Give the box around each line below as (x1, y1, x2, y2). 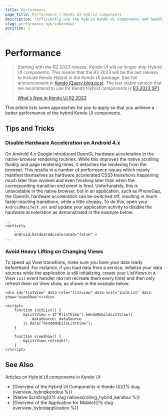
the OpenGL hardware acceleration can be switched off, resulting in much (5, 193, 157, 199)
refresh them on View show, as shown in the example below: (5, 280, 130, 286)
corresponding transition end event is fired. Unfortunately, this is (5, 182, 138, 188)
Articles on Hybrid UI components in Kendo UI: (5, 373, 101, 380)
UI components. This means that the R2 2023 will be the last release (17, 69, 158, 75)
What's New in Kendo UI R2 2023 (17, 95, 86, 101)
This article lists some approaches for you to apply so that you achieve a (5, 104, 154, 110)
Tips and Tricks (5, 124, 54, 133)
